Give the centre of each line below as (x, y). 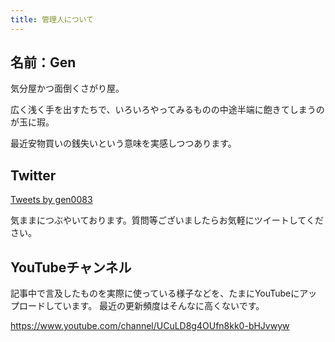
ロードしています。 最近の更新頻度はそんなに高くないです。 (141, 306)
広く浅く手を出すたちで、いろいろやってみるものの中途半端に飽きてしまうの (167, 110)
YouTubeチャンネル (71, 267)
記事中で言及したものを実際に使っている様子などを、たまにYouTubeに (155, 293)
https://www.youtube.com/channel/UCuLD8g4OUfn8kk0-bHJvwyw (150, 326)
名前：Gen (43, 62)
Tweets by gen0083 (51, 200)
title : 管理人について (52, 19)
